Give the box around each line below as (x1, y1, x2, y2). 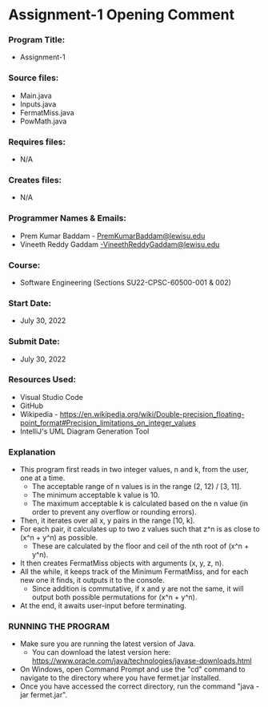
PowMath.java (19, 116, 67, 126)
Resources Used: (8, 374, 76, 386)
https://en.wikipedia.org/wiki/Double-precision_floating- (59, 409, 246, 418)
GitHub (19, 401, 44, 410)
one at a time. (19, 473, 66, 483)
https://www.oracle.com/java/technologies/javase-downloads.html (31, 656, 252, 666)
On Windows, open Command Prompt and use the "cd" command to (19, 665, 246, 674)
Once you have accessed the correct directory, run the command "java (19, 681, 254, 691)
